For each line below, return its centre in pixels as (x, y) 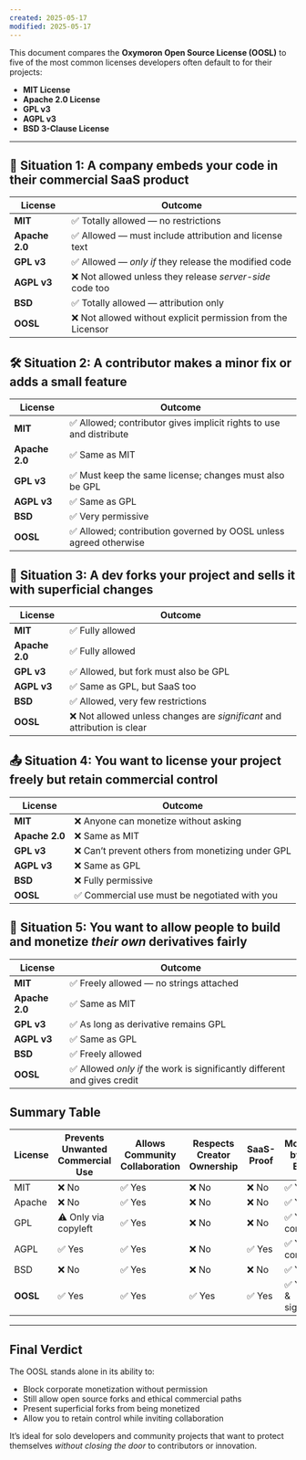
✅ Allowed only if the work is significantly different (178, 1068)
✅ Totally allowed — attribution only (148, 303)
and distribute (99, 435)
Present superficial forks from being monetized (111, 1409)
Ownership (214, 1167)
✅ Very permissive (109, 517)
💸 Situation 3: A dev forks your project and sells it (153, 575)
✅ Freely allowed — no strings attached (154, 982)
